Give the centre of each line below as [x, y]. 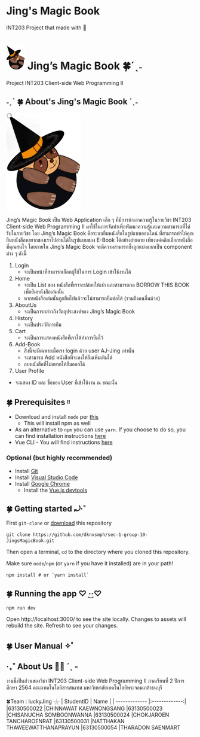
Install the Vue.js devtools [56, 490]
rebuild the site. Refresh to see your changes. [62, 626]
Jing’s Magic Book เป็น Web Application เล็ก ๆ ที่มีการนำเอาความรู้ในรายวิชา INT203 [99, 220]
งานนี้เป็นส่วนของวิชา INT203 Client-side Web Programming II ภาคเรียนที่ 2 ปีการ [96, 681]
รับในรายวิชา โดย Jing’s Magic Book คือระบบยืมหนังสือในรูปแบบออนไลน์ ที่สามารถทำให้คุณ [100, 233]
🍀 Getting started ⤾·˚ [46, 509]
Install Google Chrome [42, 483]
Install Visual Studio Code [46, 477]
